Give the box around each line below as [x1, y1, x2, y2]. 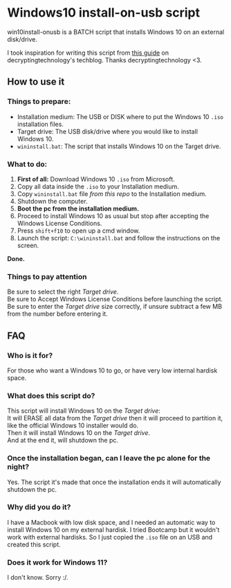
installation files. [17, 120, 64, 128]
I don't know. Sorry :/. [7, 573, 68, 582]
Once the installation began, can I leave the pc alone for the [7, 454, 211, 463]
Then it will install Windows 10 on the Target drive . [7, 429, 151, 437]
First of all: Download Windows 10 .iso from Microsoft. [17, 175, 175, 183]
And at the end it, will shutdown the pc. [7, 436, 119, 445]
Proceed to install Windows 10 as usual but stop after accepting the [17, 211, 210, 220]
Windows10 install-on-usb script [7, 5, 201, 21]
